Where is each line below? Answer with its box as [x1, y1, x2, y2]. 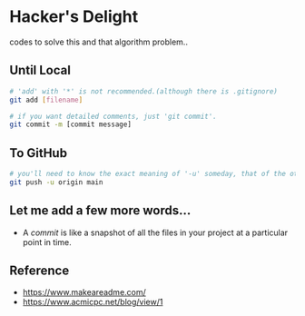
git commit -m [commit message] [9, 120, 132, 129]
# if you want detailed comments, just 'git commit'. [9, 112, 218, 121]
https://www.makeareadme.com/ [22, 287, 147, 298]
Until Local [9, 63, 71, 78]
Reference [9, 263, 70, 279]
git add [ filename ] [9, 95, 84, 104]
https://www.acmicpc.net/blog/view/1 [22, 297, 163, 308]
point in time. [22, 236, 72, 247]
